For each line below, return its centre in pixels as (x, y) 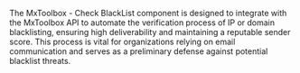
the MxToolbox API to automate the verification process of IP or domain (142, 23)
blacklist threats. (40, 61)
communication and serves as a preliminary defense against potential (139, 51)
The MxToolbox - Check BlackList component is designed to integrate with (148, 13)
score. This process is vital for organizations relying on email (122, 41)
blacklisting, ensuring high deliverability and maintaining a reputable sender (150, 32)
